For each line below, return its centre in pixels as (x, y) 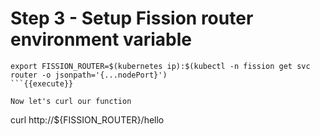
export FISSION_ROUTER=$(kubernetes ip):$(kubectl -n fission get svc (160, 66)
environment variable (101, 39)
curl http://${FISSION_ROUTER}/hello (87, 119)
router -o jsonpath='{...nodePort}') (89, 75)
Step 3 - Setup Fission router (132, 18)
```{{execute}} (42, 83)
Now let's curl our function (71, 101)
